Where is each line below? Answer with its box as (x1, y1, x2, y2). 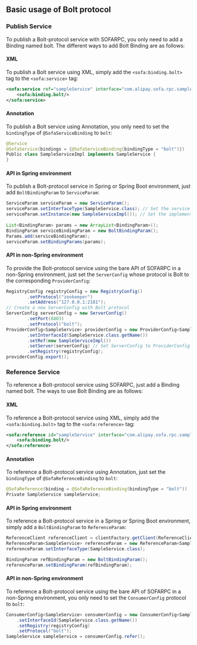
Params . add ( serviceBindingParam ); (6, 233, 91, 239)
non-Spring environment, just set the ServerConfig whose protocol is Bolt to (6, 271, 189, 278)
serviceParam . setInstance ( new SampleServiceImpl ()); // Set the (6, 211, 167, 217)
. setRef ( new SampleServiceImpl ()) (27, 338, 111, 344)
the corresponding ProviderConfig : (6, 277, 91, 284)
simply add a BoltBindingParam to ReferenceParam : (6, 524, 127, 531)
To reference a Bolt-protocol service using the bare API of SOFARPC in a (6, 588, 181, 595)
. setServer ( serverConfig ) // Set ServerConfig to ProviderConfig (27, 343, 191, 349)
